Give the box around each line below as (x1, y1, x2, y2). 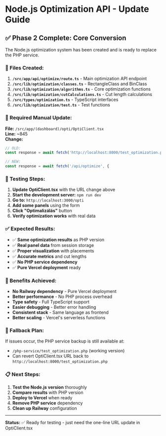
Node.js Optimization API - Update (5, 3, 149, 15)
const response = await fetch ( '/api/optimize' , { (5, 164, 110, 169)
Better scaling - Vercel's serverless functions (12, 314, 106, 320)
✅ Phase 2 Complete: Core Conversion (5, 34, 126, 42)
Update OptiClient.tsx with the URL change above (12, 187, 116, 193)
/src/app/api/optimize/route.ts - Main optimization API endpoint (12, 76, 147, 82)
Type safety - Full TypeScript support (12, 298, 90, 305)
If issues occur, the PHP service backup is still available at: (5, 338, 124, 344)
